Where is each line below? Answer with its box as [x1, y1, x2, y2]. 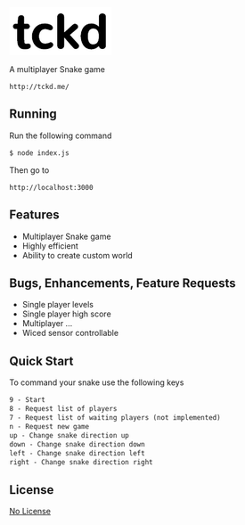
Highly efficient [21, 240, 78, 251]
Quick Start [9, 353, 74, 368]
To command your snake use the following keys [9, 377, 184, 388]
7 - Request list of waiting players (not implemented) [9, 414, 221, 422]
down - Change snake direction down [9, 440, 145, 449]
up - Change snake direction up [9, 431, 129, 440]
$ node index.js [9, 148, 69, 158]
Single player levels [21, 299, 94, 310]
